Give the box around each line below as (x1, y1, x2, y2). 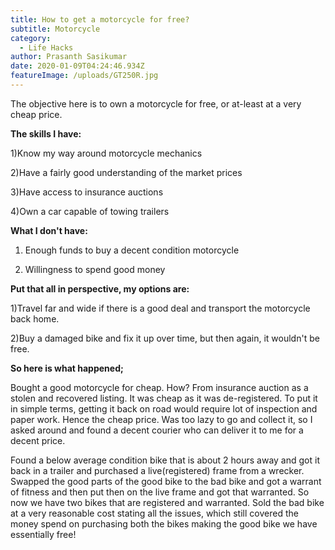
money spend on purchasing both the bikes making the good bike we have (10, 517, 318, 530)
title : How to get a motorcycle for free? (10, 14, 190, 25)
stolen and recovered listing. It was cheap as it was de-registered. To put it (10, 392, 318, 404)
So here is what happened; (10, 362, 124, 374)
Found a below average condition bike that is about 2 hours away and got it (10, 454, 320, 466)
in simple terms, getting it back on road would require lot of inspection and (10, 402, 318, 415)
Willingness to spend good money (24, 263, 166, 275)
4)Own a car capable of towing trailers (10, 205, 170, 217)
